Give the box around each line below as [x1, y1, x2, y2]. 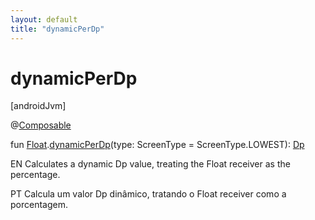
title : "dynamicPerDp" [10, 24, 105, 34]
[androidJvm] [10, 100, 67, 112]
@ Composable [10, 119, 72, 131]
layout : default [10, 14, 78, 25]
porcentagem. [10, 199, 68, 211]
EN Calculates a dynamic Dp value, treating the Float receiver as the [10, 158, 291, 170]
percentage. [10, 169, 61, 181]
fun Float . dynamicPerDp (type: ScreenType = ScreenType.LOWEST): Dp [10, 139, 305, 151]
